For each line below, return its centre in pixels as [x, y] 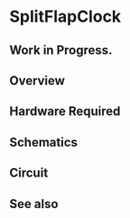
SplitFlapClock [65, 17]
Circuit [29, 173]
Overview [37, 80]
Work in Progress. [61, 50]
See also [34, 204]
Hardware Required [65, 112]
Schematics [44, 142]
